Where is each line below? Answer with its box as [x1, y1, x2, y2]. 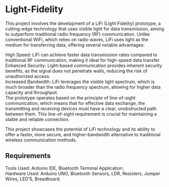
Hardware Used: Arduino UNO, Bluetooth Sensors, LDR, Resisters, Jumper [5, 170, 161, 176]
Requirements [5, 152, 51, 160]
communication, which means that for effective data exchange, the [5, 100, 146, 106]
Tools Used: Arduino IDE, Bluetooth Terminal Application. [5, 165, 124, 171]
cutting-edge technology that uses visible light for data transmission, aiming [5, 25, 164, 31]
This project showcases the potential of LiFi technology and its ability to [5, 126, 156, 132]
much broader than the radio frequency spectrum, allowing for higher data [5, 84, 161, 90]
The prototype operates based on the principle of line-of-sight [5, 95, 136, 101]
